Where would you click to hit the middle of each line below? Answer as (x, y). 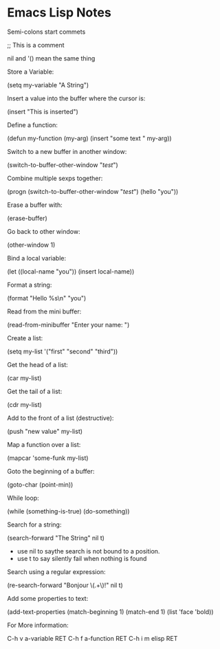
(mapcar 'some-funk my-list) (48, 458)
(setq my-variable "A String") (48, 85)
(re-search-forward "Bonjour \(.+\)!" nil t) (65, 585)
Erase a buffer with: (35, 205)
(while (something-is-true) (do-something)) (68, 511)
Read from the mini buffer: (44, 311)
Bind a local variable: (37, 258)
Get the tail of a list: (35, 391)
